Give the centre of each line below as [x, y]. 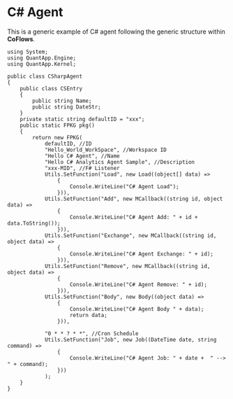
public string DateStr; [67, 107]
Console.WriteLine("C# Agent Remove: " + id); [138, 284]
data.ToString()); [34, 223]
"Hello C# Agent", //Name [82, 156]
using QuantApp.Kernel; [42, 64]
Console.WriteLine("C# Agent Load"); [124, 186]
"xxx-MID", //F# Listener [82, 168]
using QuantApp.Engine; [42, 58]
